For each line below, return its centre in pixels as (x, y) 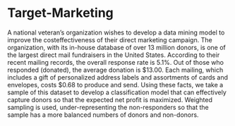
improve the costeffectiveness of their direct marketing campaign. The (110, 39)
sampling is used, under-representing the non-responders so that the (108, 107)
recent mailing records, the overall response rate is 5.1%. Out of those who (116, 62)
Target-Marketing (61, 13)
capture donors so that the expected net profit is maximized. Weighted (110, 99)
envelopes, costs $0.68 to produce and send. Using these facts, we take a (115, 84)
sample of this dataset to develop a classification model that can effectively (117, 92)
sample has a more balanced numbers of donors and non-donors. (103, 115)
